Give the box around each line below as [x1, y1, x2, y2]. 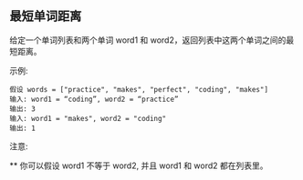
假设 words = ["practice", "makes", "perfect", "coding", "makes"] [9, 85, 269, 94]
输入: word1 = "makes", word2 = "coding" [9, 114, 167, 123]
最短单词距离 [9, 8, 82, 25]
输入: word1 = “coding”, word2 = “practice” [9, 95, 179, 104]
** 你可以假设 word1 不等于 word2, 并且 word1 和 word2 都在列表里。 [9, 160, 268, 171]
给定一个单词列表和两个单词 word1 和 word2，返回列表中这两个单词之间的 [9, 35, 287, 45]
